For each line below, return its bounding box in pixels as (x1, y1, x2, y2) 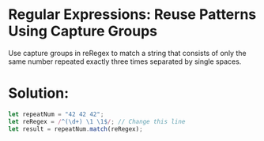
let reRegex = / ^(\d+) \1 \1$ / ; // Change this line (8, 117, 186, 125)
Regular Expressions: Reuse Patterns (8, 6, 257, 24)
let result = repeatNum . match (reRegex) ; (8, 124, 144, 133)
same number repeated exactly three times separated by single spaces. (8, 57, 242, 66)
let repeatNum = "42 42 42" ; (8, 110, 104, 118)
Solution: (8, 84, 70, 102)
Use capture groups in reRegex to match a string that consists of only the (8, 48, 247, 58)
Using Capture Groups (8, 22, 158, 40)
